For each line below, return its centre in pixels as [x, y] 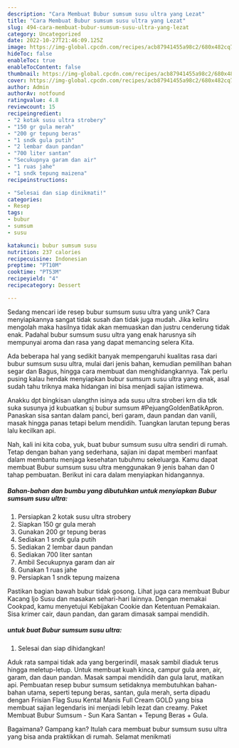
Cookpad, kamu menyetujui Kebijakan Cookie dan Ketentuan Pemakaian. [114, 606]
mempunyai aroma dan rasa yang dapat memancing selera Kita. [101, 342]
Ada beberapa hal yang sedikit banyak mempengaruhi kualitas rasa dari [112, 356]
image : [17, 47]
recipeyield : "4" [33, 279]
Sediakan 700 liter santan [55, 555]
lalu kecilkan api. [32, 430]
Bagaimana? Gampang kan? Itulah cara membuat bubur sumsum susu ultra [117, 729]
